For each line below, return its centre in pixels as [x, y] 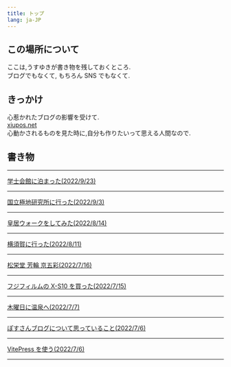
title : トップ [26, 13]
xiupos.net [22, 125]
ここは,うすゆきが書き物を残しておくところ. [69, 67]
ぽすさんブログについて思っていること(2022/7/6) [77, 328]
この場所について [43, 49]
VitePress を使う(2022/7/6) [46, 349]
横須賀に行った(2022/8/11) [44, 244]
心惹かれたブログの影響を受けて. [53, 117]
